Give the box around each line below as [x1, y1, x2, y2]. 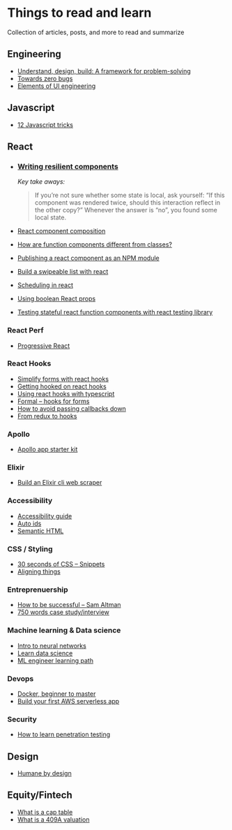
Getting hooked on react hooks [17, 382, 107, 391]
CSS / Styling [7, 544, 53, 553]
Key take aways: [17, 177, 65, 186]
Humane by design [17, 769, 72, 778]
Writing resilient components [17, 161, 118, 171]
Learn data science [17, 648, 73, 657]
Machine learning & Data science [7, 625, 121, 635]
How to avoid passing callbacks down [17, 404, 127, 413]
